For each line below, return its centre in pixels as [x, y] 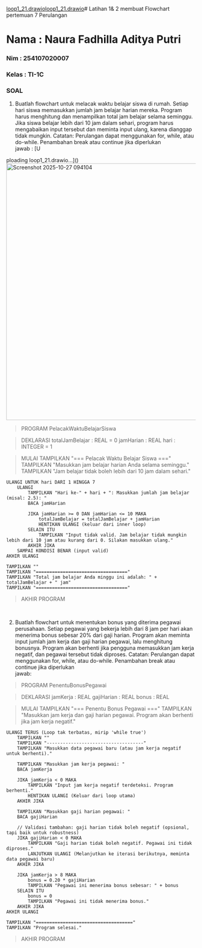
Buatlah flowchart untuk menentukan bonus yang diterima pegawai [98, 622]
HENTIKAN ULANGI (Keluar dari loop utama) [82, 796]
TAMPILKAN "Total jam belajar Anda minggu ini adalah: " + [82, 577]
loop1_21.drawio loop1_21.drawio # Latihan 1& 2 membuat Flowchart [88, 9]
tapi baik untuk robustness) [43, 833]
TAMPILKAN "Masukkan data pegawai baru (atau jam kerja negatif [99, 748]
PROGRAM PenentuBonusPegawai [64, 685]
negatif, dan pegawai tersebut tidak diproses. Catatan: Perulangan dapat [105, 654]
